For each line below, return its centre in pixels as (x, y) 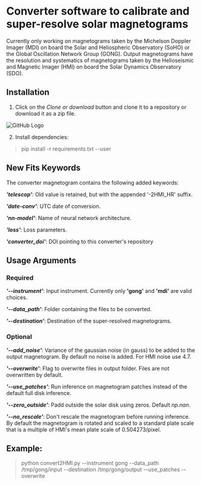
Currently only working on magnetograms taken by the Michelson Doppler (99, 41)
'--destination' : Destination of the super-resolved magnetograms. (89, 321)
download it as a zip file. (45, 113)
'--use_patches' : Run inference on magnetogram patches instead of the (97, 387)
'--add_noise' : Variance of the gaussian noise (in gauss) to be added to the (101, 350)
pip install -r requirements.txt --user (66, 149)
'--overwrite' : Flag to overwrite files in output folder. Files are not (88, 368)
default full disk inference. (39, 393)
